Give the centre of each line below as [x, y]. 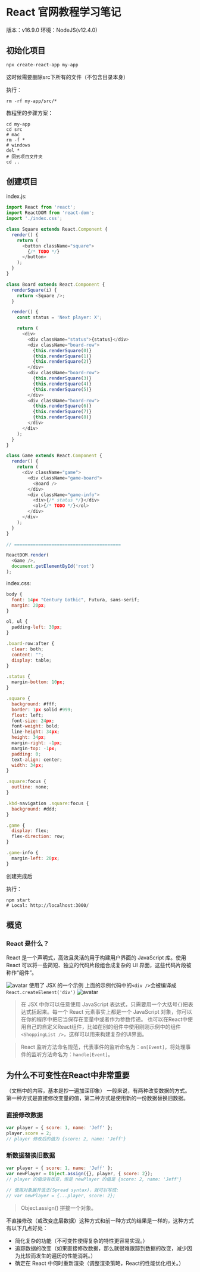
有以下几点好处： [27, 1228]
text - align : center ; [37, 760]
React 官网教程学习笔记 [64, 12]
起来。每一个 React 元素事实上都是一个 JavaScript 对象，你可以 [114, 1012]
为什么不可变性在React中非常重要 [68, 1075]
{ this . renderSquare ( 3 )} [62, 378]
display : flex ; [30, 831]
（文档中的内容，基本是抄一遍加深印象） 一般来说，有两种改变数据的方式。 [98, 1091]
